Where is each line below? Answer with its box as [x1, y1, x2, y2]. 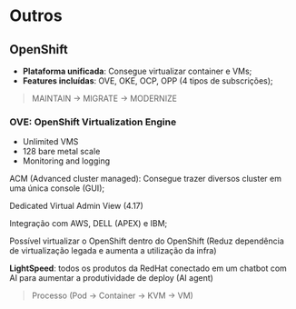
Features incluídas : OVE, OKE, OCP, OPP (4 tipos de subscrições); [22, 75, 274, 86]
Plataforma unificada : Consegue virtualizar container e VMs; [22, 65, 252, 76]
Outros [9, 5, 63, 26]
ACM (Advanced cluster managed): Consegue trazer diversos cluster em [9, 174, 281, 184]
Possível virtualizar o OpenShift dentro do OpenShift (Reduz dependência [9, 235, 284, 246]
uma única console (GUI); [9, 183, 105, 194]
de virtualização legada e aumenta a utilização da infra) [9, 245, 217, 256]
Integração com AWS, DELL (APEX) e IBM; [9, 218, 168, 229]
